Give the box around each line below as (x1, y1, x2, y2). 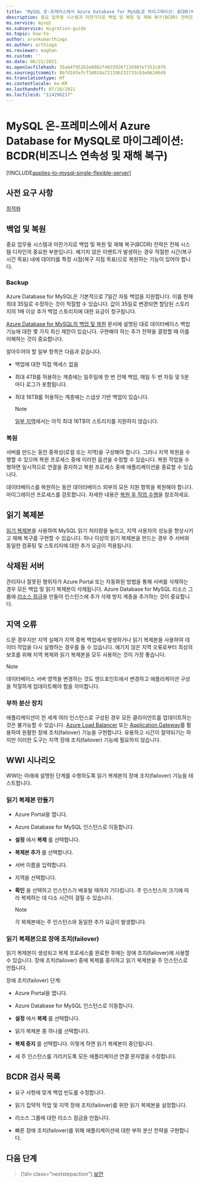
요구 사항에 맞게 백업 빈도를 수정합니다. (14, 1088, 106, 1096)
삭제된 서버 (6, 561, 45, 571)
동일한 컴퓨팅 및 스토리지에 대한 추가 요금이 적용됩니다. (6, 541, 133, 549)
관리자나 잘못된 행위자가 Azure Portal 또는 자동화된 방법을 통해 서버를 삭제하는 (6, 578, 189, 585)
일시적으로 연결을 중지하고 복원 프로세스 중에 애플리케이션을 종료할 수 (21, 463, 182, 471)
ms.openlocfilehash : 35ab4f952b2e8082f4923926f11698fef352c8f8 (6, 64, 166, 70)
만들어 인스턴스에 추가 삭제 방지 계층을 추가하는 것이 (48, 593, 169, 600)
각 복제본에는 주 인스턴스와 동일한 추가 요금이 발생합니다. (14, 918, 147, 925)
